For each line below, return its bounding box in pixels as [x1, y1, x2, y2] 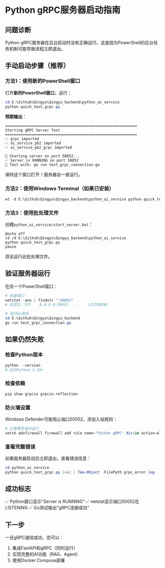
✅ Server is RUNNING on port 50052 [5, 158, 79, 163]
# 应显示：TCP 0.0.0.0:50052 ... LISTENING [5, 302, 108, 307]
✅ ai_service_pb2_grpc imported [5, 145, 72, 150]
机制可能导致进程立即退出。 [9, 46, 65, 52]
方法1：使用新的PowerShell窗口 [5, 77, 81, 84]
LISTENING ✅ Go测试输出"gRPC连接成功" [5, 505, 89, 511]
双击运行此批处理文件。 [5, 253, 53, 259]
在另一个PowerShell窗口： [5, 283, 58, 289]
